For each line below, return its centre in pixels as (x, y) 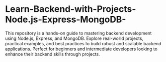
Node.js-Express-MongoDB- (66, 19)
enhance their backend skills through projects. (53, 54)
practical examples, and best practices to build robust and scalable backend (83, 43)
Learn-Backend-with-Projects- (71, 9)
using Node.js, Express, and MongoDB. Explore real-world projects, (74, 38)
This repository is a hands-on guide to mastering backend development (79, 33)
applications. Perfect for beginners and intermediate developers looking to (81, 49)
